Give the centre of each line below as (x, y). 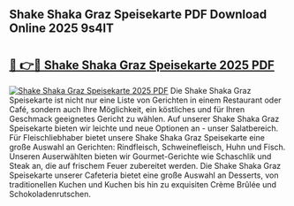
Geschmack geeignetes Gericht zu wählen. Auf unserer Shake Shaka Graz (144, 119)
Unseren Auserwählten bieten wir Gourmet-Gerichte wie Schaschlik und (140, 156)
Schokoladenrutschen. (50, 194)
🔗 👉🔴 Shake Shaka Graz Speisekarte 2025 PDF (142, 65)
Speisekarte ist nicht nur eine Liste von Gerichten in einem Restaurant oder (145, 100)
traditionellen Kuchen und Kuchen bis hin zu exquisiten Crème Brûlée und (143, 184)
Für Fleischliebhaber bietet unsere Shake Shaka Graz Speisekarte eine (137, 137)
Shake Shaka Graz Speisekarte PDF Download (138, 15)
